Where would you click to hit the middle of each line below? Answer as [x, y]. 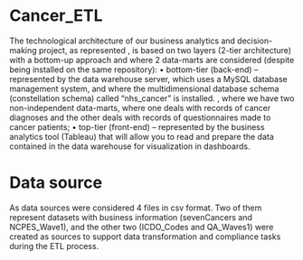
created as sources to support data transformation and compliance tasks [145, 237]
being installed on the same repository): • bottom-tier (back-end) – [134, 70]
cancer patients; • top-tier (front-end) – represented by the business [137, 126]
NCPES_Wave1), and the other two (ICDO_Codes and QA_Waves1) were [142, 227]
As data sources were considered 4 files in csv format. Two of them [136, 208]
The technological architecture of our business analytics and [122, 41]
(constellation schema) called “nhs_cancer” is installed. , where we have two [152, 98]
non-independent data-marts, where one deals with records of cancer [140, 107]
